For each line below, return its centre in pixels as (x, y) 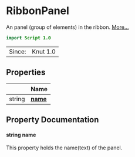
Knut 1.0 (44, 51)
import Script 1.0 (28, 38)
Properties (26, 73)
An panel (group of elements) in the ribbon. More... (67, 27)
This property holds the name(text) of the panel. (64, 148)
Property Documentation (53, 120)
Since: (18, 51)
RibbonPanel (38, 11)
